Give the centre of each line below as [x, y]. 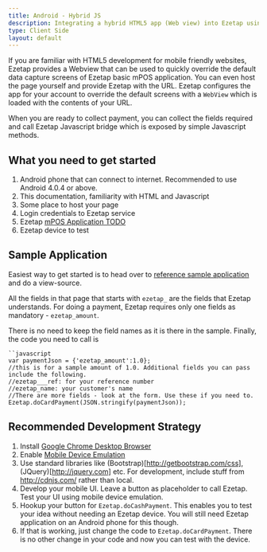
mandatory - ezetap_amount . [54, 315]
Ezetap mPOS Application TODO [73, 222]
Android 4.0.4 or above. [58, 188]
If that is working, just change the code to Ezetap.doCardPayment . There [136, 530]
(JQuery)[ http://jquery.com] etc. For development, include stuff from [132, 472]
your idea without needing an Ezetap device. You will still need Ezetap [134, 514]
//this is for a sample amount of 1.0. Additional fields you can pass [129, 367]
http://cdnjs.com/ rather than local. [77, 480]
